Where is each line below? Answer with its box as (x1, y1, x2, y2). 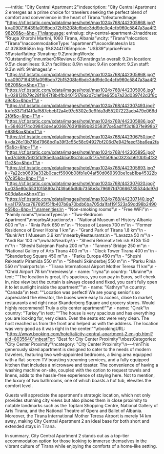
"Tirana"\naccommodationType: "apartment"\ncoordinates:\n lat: (5, 41, 136, 46)
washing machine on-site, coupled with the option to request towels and (5, 367, 150, 373)
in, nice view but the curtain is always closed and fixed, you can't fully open (5, 279, 158, 285)
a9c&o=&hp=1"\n (5, 98, 40, 103)
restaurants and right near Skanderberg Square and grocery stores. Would (5, 300, 155, 306)
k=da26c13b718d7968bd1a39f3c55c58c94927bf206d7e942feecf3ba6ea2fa (5, 139, 159, 144)
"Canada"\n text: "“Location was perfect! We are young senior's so (5, 289, 140, 295)
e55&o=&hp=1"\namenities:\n (5, 206, 64, 212)
